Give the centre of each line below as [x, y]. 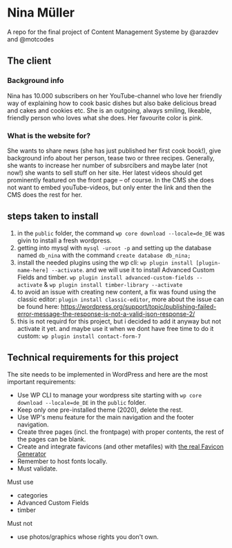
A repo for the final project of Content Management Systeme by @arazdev [113, 32]
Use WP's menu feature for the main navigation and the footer [106, 417]
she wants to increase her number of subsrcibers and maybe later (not [108, 165]
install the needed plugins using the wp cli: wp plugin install [105, 262]
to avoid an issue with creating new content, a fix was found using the [116, 292]
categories [32, 495]
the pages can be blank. [51, 439]
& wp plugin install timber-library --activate [113, 284]
